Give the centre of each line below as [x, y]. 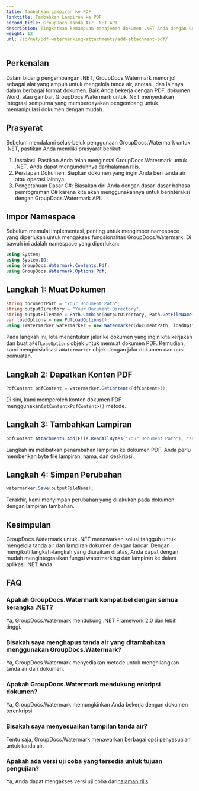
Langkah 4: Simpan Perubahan [64, 474]
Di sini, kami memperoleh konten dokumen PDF [64, 400]
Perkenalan [28, 63]
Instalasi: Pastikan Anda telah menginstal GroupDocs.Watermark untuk [101, 160]
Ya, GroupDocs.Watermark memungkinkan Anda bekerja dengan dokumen [97, 705]
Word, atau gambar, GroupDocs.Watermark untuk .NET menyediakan [90, 96]
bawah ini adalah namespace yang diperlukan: [63, 244]
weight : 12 [20, 34]
